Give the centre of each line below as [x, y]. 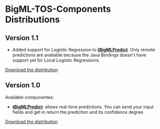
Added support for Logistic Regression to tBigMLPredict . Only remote [84, 50]
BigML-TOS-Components [58, 9]
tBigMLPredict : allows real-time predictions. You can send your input [83, 107]
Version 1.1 [22, 38]
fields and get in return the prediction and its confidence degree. [78, 112]
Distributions [33, 20]
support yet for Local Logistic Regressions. [56, 60]
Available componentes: [30, 97]
